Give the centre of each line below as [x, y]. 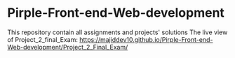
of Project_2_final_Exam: [43, 39]
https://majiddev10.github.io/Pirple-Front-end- [146, 39]
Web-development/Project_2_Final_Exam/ [68, 47]
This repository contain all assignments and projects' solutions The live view [117, 32]
